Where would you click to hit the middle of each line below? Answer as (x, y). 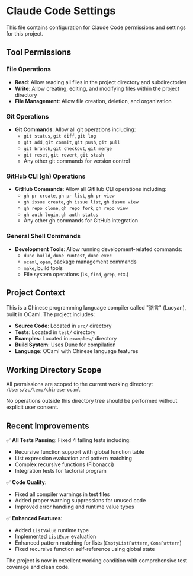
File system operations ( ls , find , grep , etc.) (76, 274)
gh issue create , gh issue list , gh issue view (81, 202)
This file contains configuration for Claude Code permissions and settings (96, 27)
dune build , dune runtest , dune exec (68, 255)
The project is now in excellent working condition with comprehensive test (97, 560)
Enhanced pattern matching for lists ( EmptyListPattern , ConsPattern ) (98, 542)
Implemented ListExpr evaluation (55, 536)
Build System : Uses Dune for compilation (65, 345)
